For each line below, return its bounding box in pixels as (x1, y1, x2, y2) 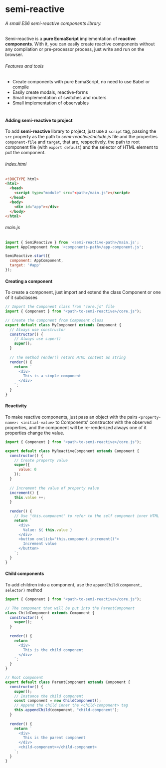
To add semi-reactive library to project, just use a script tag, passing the (5, 128, 157, 134)
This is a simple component (23, 373, 81, 379)
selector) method (5, 587, 42, 593)
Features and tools (5, 63, 44, 69)
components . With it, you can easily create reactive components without (5, 41, 155, 47)
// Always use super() (14, 336, 61, 341)
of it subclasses (5, 294, 38, 300)
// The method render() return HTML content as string (9, 355, 126, 360)
